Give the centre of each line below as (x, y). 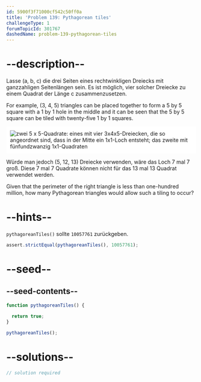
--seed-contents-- (42, 291)
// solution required (33, 373)
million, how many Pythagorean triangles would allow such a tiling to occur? (100, 193)
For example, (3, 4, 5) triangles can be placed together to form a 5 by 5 (94, 106)
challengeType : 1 (28, 23)
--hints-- (29, 217)
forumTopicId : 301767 (33, 29)
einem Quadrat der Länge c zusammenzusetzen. (67, 94)
